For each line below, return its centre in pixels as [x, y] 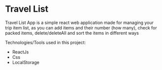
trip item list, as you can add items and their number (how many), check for [81, 27]
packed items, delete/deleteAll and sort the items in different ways [72, 33]
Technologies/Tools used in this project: [45, 42]
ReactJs [20, 52]
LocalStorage [26, 62]
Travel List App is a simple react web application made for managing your [79, 23]
